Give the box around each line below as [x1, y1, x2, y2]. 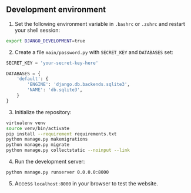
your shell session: [14, 26, 61, 34]
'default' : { [16, 76, 49, 82]
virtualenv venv [6, 120, 46, 126]
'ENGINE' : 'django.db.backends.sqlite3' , [27, 82, 130, 88]
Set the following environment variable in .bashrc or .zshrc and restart [14, 20, 185, 27]
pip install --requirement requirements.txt [6, 131, 117, 137]
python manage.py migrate [6, 142, 69, 148]
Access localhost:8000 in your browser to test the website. [14, 179, 159, 187]
